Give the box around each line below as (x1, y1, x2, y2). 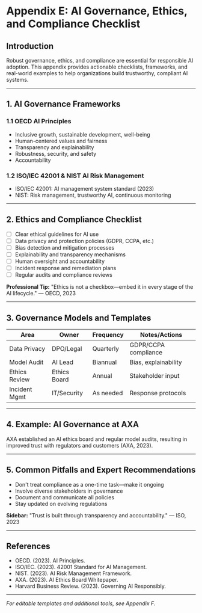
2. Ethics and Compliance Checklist (6, 215, 142, 225)
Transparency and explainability (14, 143, 94, 151)
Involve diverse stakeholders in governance (14, 487, 123, 494)
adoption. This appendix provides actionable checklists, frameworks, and (6, 63, 188, 70)
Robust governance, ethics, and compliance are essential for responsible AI (6, 57, 194, 64)
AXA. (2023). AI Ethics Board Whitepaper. (14, 576, 118, 584)
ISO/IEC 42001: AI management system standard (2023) (14, 185, 155, 192)
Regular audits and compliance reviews (14, 271, 112, 279)
